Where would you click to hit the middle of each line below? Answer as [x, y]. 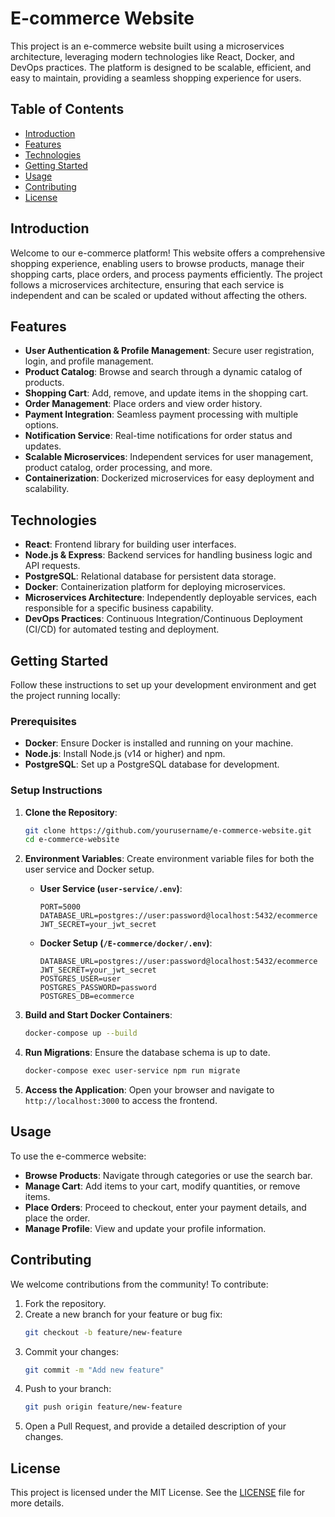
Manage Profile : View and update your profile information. [145, 1228]
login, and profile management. [89, 361]
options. [41, 425]
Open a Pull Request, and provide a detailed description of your [155, 1426]
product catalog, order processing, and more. [118, 468]
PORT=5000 [60, 907]
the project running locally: [65, 695]
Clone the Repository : [71, 812]
